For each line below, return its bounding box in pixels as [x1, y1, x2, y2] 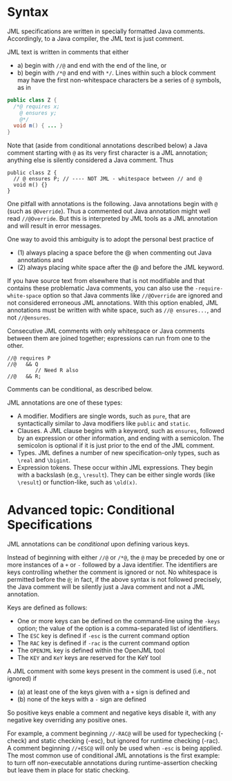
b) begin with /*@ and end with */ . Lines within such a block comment [17, 68, 216, 77]
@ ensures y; [19, 109, 57, 116]
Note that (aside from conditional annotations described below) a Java [7, 141, 208, 149]
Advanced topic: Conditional [7, 502, 175, 518]
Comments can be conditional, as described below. [7, 385, 153, 394]
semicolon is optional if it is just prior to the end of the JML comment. [17, 441, 215, 450]
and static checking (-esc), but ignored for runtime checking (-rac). [28, 737, 220, 745]
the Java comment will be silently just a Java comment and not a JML [7, 582, 205, 591]
